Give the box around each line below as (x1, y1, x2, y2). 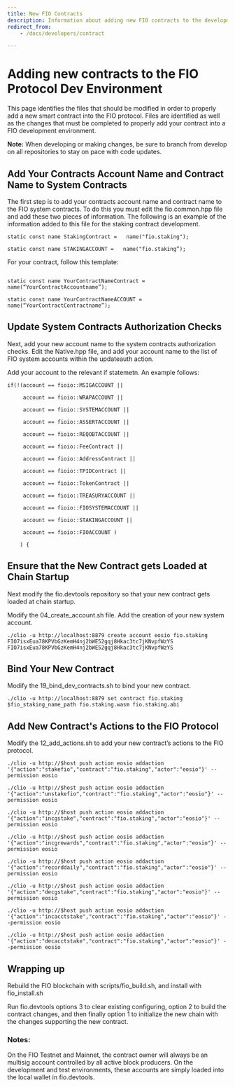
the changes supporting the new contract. (7, 1018, 129, 1026)
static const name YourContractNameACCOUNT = (7, 296, 142, 303)
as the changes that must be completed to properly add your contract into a (7, 119, 226, 128)
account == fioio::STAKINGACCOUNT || (22, 517, 133, 524)
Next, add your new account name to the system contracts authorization (7, 339, 216, 348)
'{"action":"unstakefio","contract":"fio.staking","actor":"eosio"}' (7, 791, 215, 798)
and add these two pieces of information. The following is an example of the (7, 212, 227, 221)
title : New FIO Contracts (7, 10, 83, 18)
